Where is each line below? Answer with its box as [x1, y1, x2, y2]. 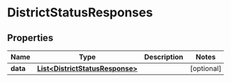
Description [144, 53, 184, 61]
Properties [7, 32, 54, 44]
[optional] [190, 64, 222, 73]
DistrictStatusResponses [7, 5, 153, 20]
